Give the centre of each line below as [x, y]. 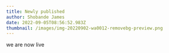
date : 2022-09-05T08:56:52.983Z [46, 22]
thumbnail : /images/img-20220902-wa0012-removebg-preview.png [84, 28]
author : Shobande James [36, 17]
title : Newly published [36, 11]
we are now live [25, 45]
